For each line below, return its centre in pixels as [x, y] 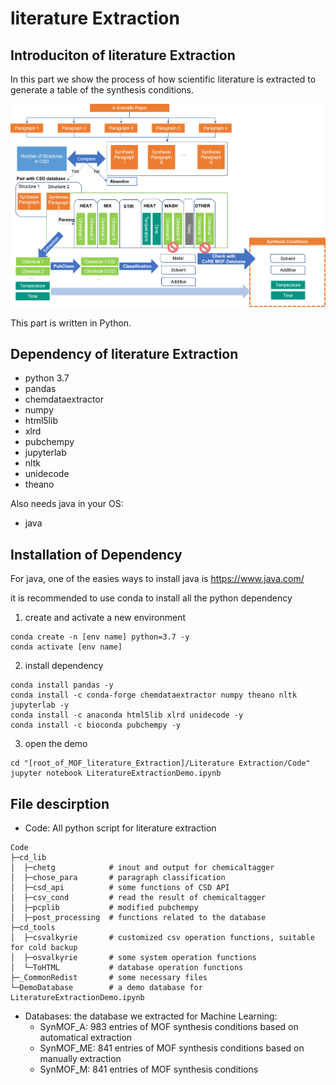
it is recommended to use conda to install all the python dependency [151, 598]
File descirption [60, 803]
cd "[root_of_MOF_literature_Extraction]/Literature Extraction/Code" [160, 763]
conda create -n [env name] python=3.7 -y [100, 637]
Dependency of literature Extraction [124, 354]
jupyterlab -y [40, 705]
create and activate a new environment [105, 618]
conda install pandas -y [62, 685]
